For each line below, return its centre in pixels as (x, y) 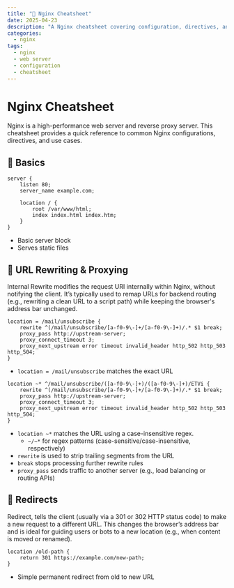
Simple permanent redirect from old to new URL (86, 577)
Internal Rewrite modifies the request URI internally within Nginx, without (111, 287)
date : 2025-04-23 (32, 20)
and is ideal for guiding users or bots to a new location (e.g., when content (114, 532)
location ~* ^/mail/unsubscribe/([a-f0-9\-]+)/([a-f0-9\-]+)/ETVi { (109, 384)
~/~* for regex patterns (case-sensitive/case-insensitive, (109, 441)
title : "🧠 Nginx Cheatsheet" (49, 14)
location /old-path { (39, 552)
